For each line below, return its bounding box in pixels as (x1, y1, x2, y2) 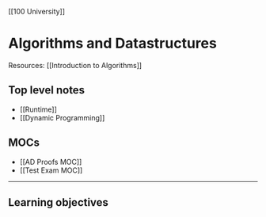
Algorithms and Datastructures (8, 35, 218, 52)
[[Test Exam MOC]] (19, 166, 83, 175)
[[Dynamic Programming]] (19, 112, 105, 122)
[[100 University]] (8, 7, 66, 16)
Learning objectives (8, 196, 109, 209)
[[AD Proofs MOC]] (19, 157, 82, 166)
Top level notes (8, 83, 85, 97)
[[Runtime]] (19, 105, 58, 114)
